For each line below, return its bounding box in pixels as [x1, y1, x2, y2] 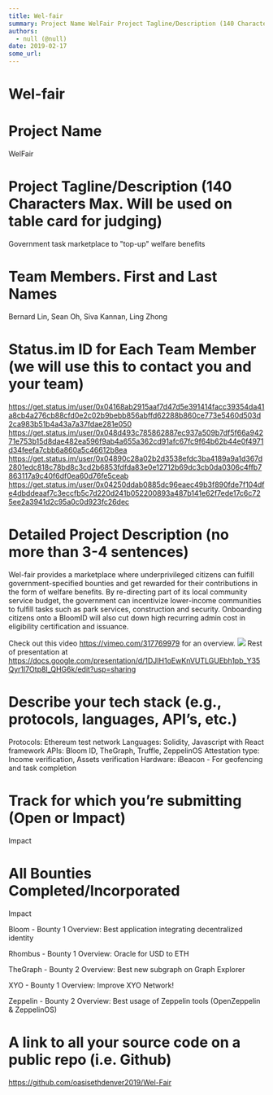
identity [8, 933, 34, 943]
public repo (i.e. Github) [8, 1050, 172, 1069]
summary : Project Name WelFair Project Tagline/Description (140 [8, 20, 234, 28]
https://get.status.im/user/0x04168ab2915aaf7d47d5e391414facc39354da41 [8, 401, 265, 411]
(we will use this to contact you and [8, 357, 252, 376]
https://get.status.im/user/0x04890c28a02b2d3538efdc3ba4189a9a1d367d [8, 453, 263, 463]
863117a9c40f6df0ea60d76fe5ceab [8, 471, 129, 480]
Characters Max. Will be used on [8, 195, 233, 213]
